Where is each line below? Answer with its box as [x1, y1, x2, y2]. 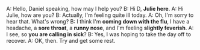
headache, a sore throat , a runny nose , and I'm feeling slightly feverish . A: [6, 24, 194, 31]
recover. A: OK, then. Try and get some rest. [6, 37, 116, 44]
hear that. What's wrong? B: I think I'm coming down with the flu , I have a [6, 18, 190, 25]
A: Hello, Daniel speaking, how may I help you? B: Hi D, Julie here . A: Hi [6, 5, 184, 12]
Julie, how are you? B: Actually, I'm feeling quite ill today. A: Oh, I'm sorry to [6, 11, 194, 19]
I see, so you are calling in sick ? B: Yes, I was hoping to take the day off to [6, 31, 192, 38]
